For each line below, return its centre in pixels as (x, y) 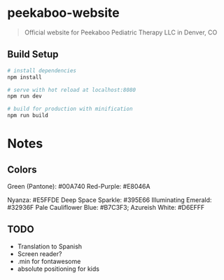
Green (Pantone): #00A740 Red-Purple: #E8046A (79, 186)
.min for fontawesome (49, 261)
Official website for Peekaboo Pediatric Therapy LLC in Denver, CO (121, 32)
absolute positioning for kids (58, 269)
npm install (24, 77)
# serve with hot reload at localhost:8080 (72, 90)
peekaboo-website (64, 13)
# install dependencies (42, 71)
